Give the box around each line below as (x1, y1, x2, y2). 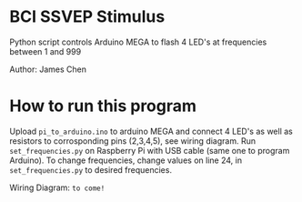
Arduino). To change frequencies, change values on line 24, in (9, 155, 243, 166)
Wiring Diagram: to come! (9, 182, 106, 193)
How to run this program (9, 96, 197, 116)
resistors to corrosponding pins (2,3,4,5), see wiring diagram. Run (9, 135, 257, 146)
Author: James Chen (9, 64, 86, 75)
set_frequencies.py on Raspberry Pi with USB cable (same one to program (9, 145, 290, 156)
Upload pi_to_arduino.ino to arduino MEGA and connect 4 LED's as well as (9, 126, 293, 136)
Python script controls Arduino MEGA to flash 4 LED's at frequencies (9, 36, 267, 47)
